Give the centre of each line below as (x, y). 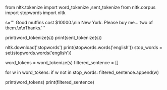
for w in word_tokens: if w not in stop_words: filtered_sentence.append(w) (82, 72)
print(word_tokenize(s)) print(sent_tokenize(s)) (53, 38)
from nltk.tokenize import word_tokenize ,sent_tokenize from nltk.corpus (80, 7)
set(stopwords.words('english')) (38, 53)
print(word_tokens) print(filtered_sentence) (50, 82)
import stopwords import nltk (35, 13)
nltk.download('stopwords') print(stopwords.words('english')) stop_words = (84, 47)
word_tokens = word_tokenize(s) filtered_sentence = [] (62, 62)
